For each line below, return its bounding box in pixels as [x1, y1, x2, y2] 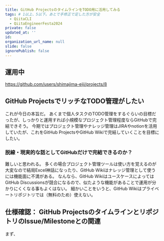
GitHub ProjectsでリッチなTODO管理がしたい [5, 97, 144, 105]
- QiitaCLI [9, 16, 32, 21]
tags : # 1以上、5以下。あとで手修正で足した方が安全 [5, 12, 101, 17]
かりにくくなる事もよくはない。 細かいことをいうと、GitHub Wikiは [5, 186, 142, 192]
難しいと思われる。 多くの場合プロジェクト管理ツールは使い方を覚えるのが [5, 161, 157, 167]
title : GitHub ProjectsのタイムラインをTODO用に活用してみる [5, 7, 121, 12]
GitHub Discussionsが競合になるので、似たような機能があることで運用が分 [5, 179, 157, 185]
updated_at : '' [5, 30, 36, 35]
